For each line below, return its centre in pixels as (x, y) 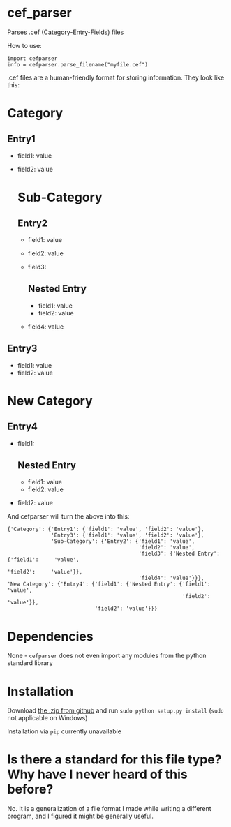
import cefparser (32, 58)
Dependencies (50, 636)
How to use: (24, 45)
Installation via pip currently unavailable (65, 731)
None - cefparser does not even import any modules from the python (107, 656)
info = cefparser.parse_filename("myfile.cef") (78, 64)
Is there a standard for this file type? (114, 760)
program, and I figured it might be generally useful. (80, 816)
